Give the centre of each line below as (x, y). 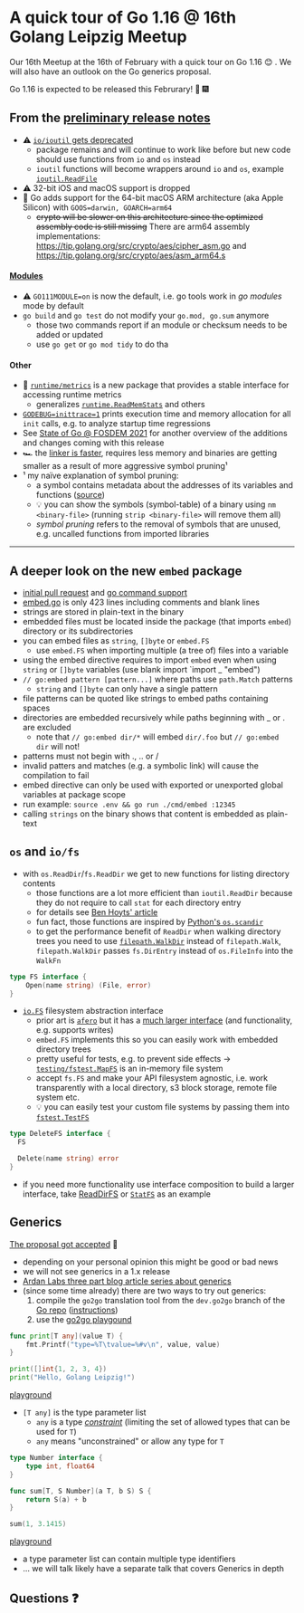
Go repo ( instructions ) (77, 1310)
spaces (36, 708)
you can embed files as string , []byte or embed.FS (116, 640)
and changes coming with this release (93, 443)
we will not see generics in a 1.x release (96, 1271)
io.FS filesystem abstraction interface (93, 1011)
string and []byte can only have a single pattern (127, 688)
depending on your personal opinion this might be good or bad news (150, 1262)
